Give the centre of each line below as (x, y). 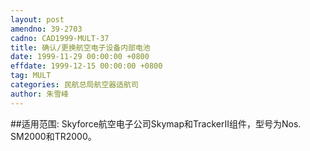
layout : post (37, 19)
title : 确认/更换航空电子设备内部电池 (80, 47)
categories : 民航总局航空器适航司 (74, 85)
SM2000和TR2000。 (53, 136)
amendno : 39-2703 (46, 29)
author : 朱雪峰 (39, 94)
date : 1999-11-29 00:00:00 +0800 (80, 57)
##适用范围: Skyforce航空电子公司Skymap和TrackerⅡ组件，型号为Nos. (156, 123)
